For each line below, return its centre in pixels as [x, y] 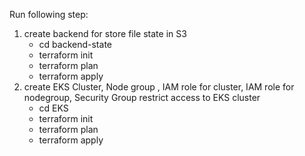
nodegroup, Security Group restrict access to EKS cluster [142, 97]
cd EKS [53, 108]
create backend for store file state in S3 [105, 33]
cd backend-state [75, 44]
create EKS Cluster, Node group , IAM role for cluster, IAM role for [159, 87]
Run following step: [49, 14]
